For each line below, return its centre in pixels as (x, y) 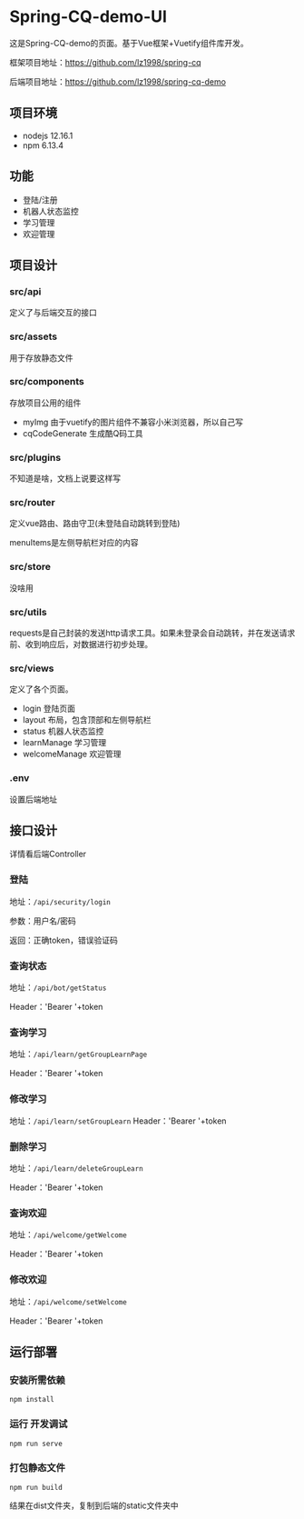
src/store (30, 567)
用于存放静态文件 (41, 357)
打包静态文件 (38, 1468)
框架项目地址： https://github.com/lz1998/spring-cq (105, 62)
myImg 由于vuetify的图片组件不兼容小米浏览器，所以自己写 (132, 422)
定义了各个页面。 (41, 689)
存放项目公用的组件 (45, 403)
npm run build (36, 1487)
